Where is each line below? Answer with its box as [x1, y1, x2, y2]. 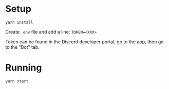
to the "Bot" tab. [5, 44, 40, 50]
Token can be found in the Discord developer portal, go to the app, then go [5, 39, 164, 45]
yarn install [5, 20, 33, 25]
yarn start [5, 78, 29, 84]
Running [5, 62, 42, 74]
